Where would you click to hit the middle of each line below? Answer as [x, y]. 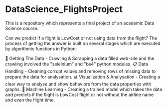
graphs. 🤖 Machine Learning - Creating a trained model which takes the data [84, 89]
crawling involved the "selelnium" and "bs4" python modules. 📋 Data [77, 64]
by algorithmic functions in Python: [41, 48]
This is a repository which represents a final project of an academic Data [80, 23]
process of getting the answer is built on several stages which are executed [83, 43]
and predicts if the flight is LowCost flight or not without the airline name [80, 94]
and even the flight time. [30, 100]
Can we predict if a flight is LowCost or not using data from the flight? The [81, 38]
